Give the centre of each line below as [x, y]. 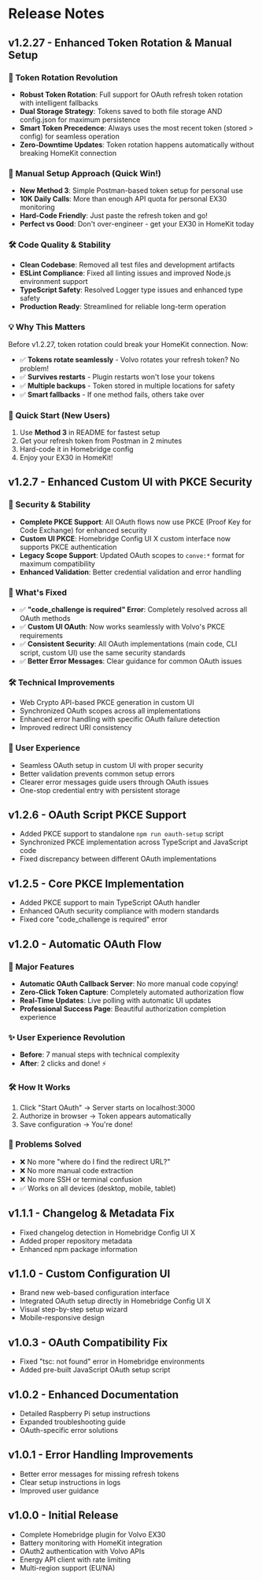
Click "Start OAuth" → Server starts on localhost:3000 [107, 1107]
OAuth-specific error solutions [69, 1430]
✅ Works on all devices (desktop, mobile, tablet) [98, 1188]
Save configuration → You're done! [76, 1124]
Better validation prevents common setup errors [97, 773]
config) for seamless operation [70, 136]
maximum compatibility [57, 563]
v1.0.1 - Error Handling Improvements [101, 1455]
